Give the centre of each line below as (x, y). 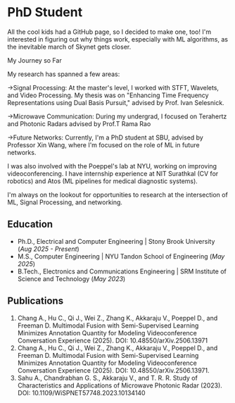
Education (30, 224)
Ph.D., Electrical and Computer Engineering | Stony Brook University (116, 241)
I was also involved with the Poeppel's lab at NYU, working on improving (112, 166)
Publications (36, 301)
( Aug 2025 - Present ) (48, 249)
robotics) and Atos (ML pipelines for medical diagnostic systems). (103, 181)
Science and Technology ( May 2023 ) (71, 278)
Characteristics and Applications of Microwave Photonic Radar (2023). (120, 385)
